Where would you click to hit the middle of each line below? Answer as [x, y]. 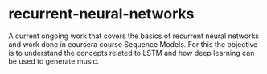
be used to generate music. [53, 61]
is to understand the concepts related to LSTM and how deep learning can [131, 53]
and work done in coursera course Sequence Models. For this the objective [133, 44]
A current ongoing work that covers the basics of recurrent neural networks [134, 36]
